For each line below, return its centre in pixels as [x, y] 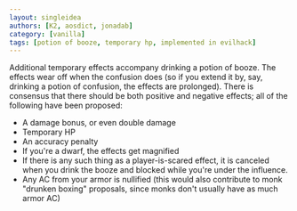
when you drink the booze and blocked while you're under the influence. [155, 170]
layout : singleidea [45, 17]
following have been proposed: [66, 105]
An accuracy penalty [60, 142]
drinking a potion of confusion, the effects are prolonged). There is [132, 86]
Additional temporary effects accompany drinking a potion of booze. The [143, 68]
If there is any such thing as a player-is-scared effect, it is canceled [145, 160]
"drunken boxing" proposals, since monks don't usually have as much [150, 189]
